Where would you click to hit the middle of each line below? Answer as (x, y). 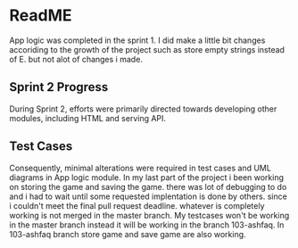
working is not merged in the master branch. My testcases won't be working (149, 215)
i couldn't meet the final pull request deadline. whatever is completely (137, 205)
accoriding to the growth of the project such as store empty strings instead (147, 49)
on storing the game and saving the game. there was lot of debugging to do (148, 186)
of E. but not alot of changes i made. (76, 59)
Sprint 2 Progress (59, 87)
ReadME (41, 16)
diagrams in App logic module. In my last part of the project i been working (146, 177)
